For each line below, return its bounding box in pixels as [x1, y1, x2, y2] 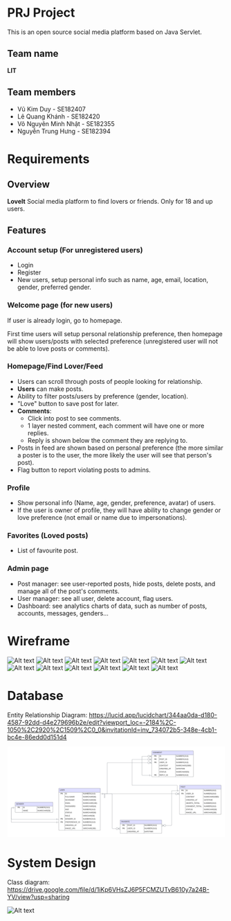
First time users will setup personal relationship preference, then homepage [7, 329, 223, 337]
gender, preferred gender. [17, 283, 92, 292]
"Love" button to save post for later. [17, 399, 119, 407]
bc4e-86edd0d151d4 [7, 733, 67, 741]
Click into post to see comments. [27, 414, 122, 422]
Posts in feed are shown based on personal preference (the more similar [17, 444, 223, 452]
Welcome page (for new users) [7, 300, 113, 310]
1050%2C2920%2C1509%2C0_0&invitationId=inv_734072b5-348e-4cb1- [7, 726, 217, 734]
